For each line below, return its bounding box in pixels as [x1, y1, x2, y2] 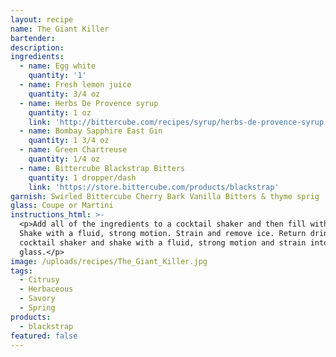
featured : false [10, 331, 78, 341]
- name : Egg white [19, 61, 97, 71]
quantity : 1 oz [28, 107, 92, 118]
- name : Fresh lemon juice [19, 80, 132, 90]
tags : [10, 266, 33, 276]
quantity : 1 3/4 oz [28, 136, 110, 146]
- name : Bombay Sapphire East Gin [19, 126, 163, 136]
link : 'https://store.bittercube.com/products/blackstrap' [28, 182, 280, 192]
